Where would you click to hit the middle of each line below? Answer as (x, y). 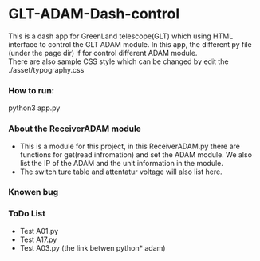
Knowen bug (33, 192)
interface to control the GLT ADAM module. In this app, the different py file (130, 44)
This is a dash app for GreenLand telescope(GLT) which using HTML (121, 36)
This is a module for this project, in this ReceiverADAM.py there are (130, 146)
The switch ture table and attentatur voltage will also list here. (121, 172)
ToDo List (27, 214)
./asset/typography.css (46, 69)
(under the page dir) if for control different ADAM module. (103, 53)
